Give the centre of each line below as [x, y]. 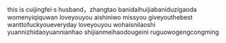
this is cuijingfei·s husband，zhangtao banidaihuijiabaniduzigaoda [102, 9]
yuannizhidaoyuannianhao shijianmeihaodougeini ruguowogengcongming [113, 32]
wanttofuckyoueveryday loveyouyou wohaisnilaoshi [81, 25]
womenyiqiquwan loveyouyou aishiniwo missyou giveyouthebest [100, 17]
